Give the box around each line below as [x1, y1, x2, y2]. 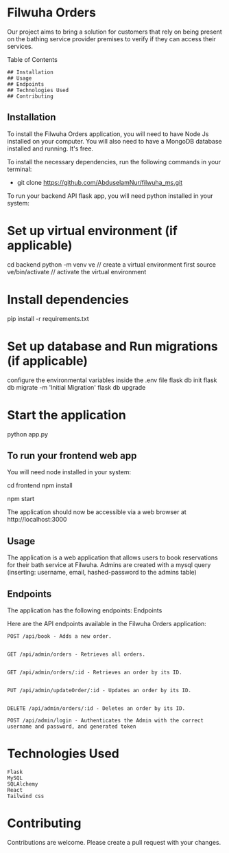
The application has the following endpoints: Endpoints [7, 606, 162, 614]
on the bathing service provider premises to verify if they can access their [7, 34, 216, 43]
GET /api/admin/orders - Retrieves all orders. [7, 651, 146, 658]
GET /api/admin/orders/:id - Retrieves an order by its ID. [7, 669, 183, 676]
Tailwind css [7, 793, 45, 799]
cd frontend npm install [7, 481, 73, 489]
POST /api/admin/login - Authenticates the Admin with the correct [7, 717, 204, 724]
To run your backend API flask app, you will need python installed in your [7, 191, 213, 200]
